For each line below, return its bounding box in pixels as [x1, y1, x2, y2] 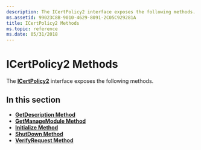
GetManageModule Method [14, 117, 86, 125]
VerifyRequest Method [14, 137, 74, 144]
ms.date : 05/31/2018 [6, 31, 59, 37]
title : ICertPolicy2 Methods [6, 20, 80, 26]
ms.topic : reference [6, 25, 59, 32]
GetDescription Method [14, 111, 75, 118]
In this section [6, 95, 61, 105]
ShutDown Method [14, 130, 63, 137]
